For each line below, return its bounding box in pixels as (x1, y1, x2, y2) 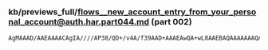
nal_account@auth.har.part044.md (8, 16, 150, 27)
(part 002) (151, 16, 193, 27)
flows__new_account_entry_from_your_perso (77, 6, 257, 17)
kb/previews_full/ (8, 6, 78, 17)
